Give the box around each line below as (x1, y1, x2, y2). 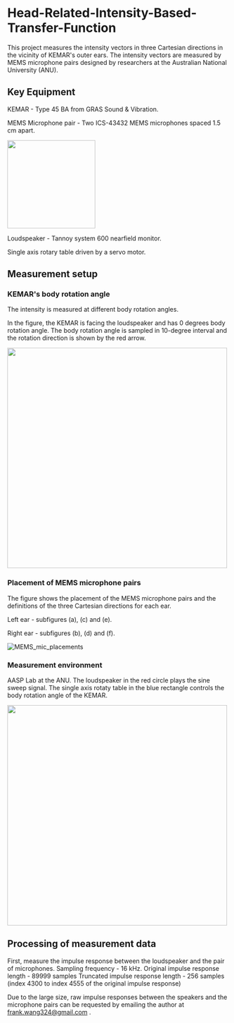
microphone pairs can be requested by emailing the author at (7, 1000, 185, 1009)
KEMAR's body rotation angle (7, 289, 110, 299)
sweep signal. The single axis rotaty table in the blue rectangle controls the (7, 684, 225, 692)
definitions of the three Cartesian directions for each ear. (7, 601, 172, 610)
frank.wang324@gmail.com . (7, 1007, 91, 1016)
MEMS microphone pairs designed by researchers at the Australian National (7, 58, 227, 66)
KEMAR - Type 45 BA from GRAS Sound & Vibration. (7, 104, 159, 114)
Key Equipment (7, 86, 76, 98)
